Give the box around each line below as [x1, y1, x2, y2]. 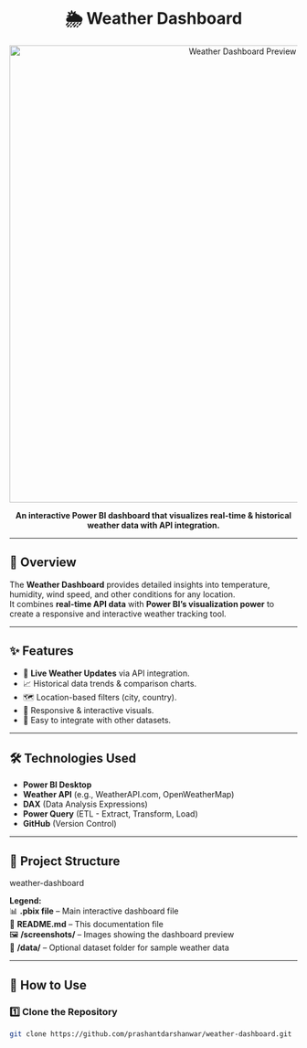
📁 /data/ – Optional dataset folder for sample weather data [9, 942, 230, 953]
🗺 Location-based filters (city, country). [22, 691, 177, 702]
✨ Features [9, 643, 74, 659]
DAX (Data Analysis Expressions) [22, 798, 148, 810]
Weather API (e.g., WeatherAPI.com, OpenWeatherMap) [22, 789, 235, 800]
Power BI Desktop [22, 779, 92, 790]
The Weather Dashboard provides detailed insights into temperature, [9, 579, 270, 590]
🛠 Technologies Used [9, 750, 137, 765]
